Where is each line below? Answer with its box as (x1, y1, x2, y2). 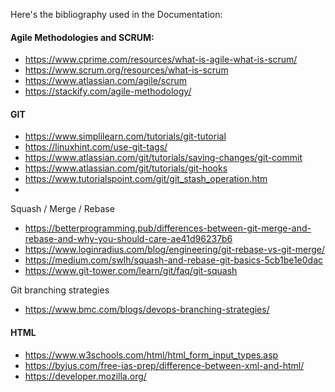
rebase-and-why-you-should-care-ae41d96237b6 (24, 233, 233, 245)
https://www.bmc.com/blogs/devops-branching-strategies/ (24, 304, 270, 316)
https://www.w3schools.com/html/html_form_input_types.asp (24, 349, 279, 361)
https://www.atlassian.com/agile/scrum (24, 75, 188, 87)
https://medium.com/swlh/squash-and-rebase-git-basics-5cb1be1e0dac (24, 254, 324, 266)
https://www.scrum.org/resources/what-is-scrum (24, 64, 229, 76)
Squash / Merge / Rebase (10, 203, 115, 215)
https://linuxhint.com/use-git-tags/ (24, 141, 168, 153)
